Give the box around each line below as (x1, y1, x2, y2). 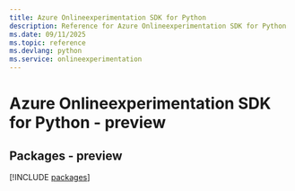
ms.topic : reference (9, 38, 87, 48)
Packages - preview (9, 148, 123, 163)
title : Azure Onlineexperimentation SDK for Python (9, 13, 206, 22)
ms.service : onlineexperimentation (9, 55, 143, 64)
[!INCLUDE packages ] (9, 172, 91, 182)
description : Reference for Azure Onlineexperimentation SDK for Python (9, 22, 287, 30)
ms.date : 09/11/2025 (9, 30, 87, 39)
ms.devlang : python (9, 47, 82, 56)
